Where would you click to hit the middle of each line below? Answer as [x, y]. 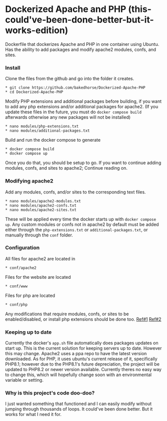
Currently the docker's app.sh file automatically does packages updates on [82, 343]
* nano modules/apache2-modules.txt [43, 201]
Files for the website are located [38, 277]
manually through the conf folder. [39, 235]
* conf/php [16, 305]
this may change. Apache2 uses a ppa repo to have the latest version [76, 354]
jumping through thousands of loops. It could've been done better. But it [79, 409]
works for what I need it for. [33, 415]
